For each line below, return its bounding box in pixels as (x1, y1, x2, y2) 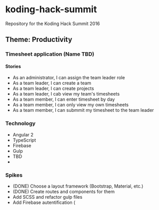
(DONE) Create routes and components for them (12, 189, 115, 195)
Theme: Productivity (5, 35, 73, 44)
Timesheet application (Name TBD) (5, 51, 95, 58)
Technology (5, 120, 36, 127)
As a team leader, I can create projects (12, 85, 95, 91)
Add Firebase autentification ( (12, 199, 76, 205)
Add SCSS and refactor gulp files (12, 194, 83, 200)
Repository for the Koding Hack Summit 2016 (5, 20, 100, 27)
